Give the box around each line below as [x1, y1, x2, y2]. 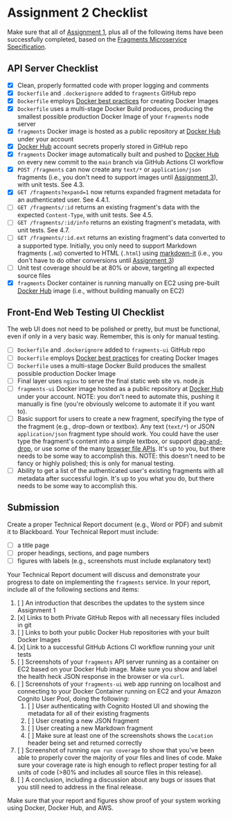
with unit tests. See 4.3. [17, 180, 84, 189]
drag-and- [193, 437, 223, 445]
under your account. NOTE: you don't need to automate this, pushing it [17, 392, 220, 400]
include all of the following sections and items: [7, 585, 140, 594]
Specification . [7, 42, 47, 51]
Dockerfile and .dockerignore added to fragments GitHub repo [17, 89, 196, 97]
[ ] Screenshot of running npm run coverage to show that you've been [17, 745, 215, 754]
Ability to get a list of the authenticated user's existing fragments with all [17, 466, 224, 474]
